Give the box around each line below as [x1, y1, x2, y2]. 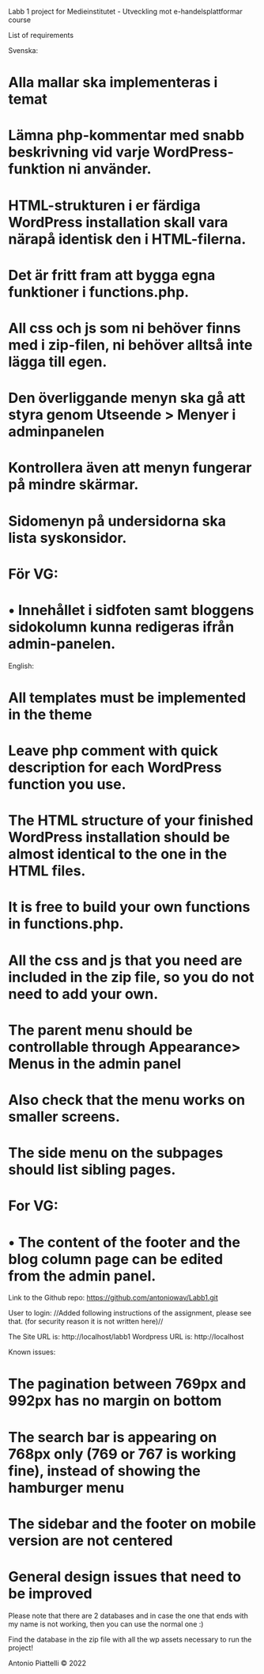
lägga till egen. [8, 352, 107, 370]
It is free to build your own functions [8, 898, 251, 917]
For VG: [8, 1197, 58, 1215]
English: [8, 661, 34, 670]
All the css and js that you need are [8, 951, 243, 969]
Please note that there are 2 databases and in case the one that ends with [8, 1611, 249, 1620]
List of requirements [8, 31, 74, 40]
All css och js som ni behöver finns [8, 319, 241, 337]
